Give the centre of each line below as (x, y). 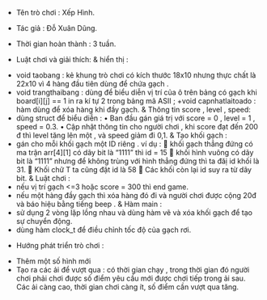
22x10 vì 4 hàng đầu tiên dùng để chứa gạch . (92, 84)
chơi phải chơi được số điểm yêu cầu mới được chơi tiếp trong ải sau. (131, 278)
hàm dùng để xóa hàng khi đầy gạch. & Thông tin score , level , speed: (133, 110)
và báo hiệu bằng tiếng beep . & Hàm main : (89, 204)
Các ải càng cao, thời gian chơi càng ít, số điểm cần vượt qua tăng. (127, 287)
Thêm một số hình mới (53, 261)
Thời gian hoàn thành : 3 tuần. (66, 44)
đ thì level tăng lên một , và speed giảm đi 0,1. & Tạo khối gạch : (122, 135)
